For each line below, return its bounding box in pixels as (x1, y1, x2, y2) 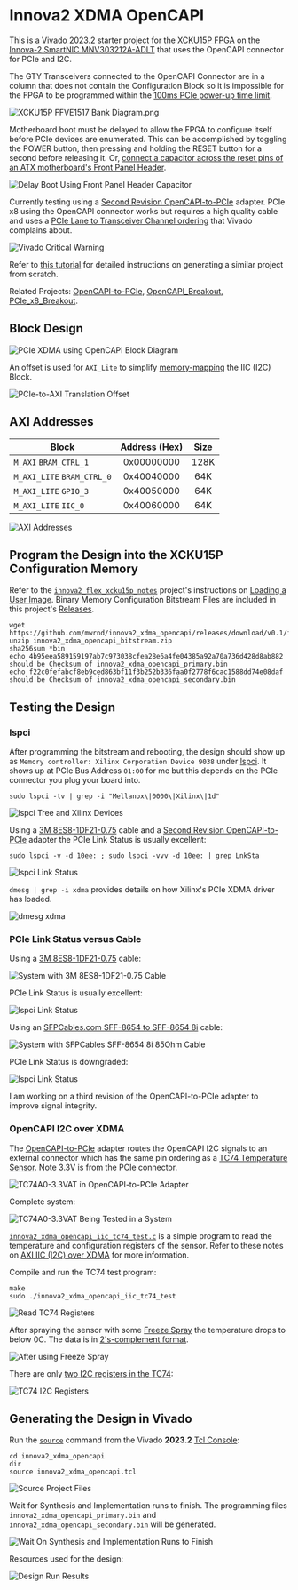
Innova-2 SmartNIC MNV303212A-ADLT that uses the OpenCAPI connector (9, 44, 284, 54)
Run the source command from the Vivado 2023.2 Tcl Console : (9, 1434, 240, 1445)
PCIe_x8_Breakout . (9, 295, 78, 306)
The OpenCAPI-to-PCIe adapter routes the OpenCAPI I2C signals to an (9, 1143, 268, 1154)
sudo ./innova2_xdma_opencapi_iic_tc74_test (9, 1291, 176, 1300)
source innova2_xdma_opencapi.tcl (9, 1467, 137, 1476)
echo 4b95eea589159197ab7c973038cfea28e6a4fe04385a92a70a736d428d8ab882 (9, 652, 284, 661)
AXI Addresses (9, 414, 95, 429)
